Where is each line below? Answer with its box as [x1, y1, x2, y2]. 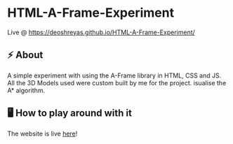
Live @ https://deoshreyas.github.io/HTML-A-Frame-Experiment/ [7, 28, 195, 36]
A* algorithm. [7, 86, 46, 94]
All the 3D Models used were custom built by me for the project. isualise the [7, 78, 227, 87]
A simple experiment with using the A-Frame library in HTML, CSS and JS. [7, 71, 222, 80]
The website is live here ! [7, 129, 78, 138]
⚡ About [7, 49, 44, 61]
